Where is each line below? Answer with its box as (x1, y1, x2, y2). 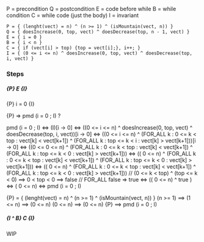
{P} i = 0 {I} (6, 100, 35, 108)
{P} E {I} (6, 85, 27, 92)
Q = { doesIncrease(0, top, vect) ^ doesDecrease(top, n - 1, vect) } (6, 29, 190, 35)
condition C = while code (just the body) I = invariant (6, 12, 139, 19)
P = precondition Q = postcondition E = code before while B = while (6, 5, 177, 12)
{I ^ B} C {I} (6, 215, 35, 222)
